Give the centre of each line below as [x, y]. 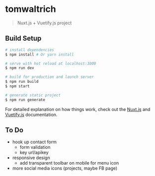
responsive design [31, 158]
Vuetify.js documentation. [31, 115]
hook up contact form [34, 142]
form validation [35, 147]
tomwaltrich [30, 9]
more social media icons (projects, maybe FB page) [65, 168]
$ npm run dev [20, 68]
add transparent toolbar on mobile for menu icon [69, 163]
